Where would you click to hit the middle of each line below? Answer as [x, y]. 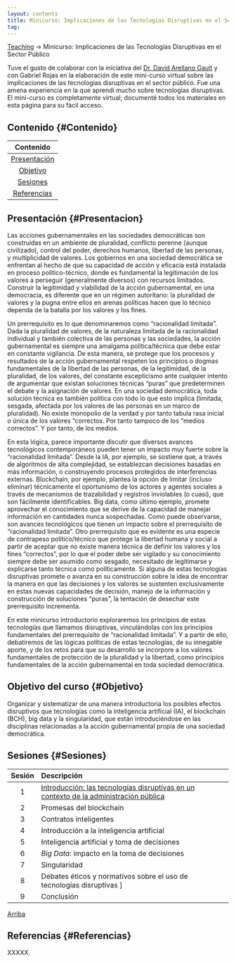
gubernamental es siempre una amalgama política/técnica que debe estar [114, 346]
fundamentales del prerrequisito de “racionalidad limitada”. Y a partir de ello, [118, 635]
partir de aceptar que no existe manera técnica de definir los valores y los [114, 546]
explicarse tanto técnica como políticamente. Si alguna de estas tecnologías [117, 569]
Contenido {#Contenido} [63, 127]
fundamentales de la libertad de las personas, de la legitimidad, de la [107, 368]
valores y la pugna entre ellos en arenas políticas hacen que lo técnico [109, 302]
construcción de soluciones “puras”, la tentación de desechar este [104, 599]
